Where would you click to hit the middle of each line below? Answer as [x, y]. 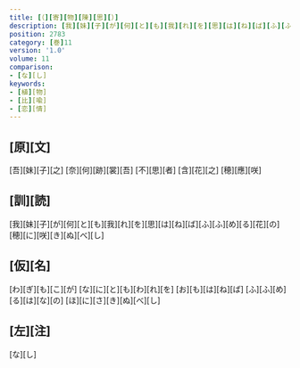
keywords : [28, 84]
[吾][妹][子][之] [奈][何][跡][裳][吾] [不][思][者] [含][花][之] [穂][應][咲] [135, 170]
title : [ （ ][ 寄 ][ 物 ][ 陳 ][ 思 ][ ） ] [64, 17]
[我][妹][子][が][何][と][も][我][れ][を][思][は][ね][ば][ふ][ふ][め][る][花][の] [145, 224]
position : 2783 [37, 34]
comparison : [31, 68]
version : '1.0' [37, 51]
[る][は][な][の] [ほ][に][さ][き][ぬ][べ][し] [85, 300]
